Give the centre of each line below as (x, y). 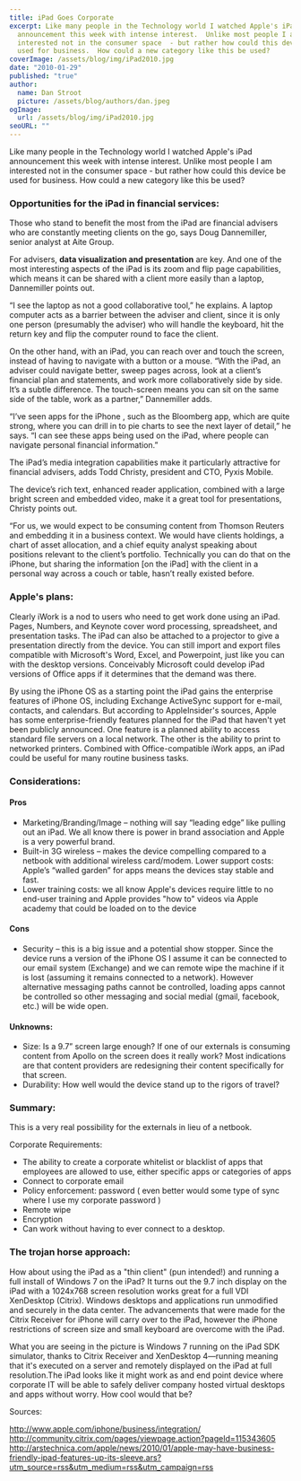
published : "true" (43, 76)
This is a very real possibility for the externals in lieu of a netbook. (131, 1127)
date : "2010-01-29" (46, 68)
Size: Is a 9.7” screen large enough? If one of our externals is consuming (156, 1047)
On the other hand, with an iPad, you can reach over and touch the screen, (147, 352)
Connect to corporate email (73, 1181)
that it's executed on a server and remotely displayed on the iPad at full (141, 1365)
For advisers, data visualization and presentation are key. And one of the (146, 259)
